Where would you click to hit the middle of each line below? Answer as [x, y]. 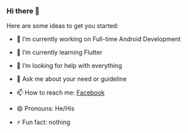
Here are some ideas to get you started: [63, 26]
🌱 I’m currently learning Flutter [59, 52]
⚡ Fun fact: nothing [43, 122]
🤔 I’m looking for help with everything [69, 66]
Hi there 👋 [23, 11]
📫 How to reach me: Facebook [60, 93]
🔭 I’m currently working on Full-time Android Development [98, 39]
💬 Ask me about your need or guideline [71, 79]
